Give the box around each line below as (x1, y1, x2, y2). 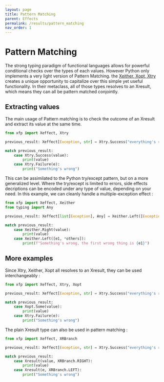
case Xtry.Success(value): (14, 153, 69, 158)
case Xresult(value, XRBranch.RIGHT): (14, 358, 93, 363)
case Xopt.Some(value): (14, 304, 62, 309)
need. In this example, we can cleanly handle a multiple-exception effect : (5, 191, 153, 196)
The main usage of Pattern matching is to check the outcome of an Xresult (5, 116, 155, 121)
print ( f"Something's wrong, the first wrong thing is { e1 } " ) (22, 241, 150, 246)
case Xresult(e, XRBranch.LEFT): (14, 368, 82, 373)
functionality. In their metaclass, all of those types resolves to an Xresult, (5, 84, 151, 90)
